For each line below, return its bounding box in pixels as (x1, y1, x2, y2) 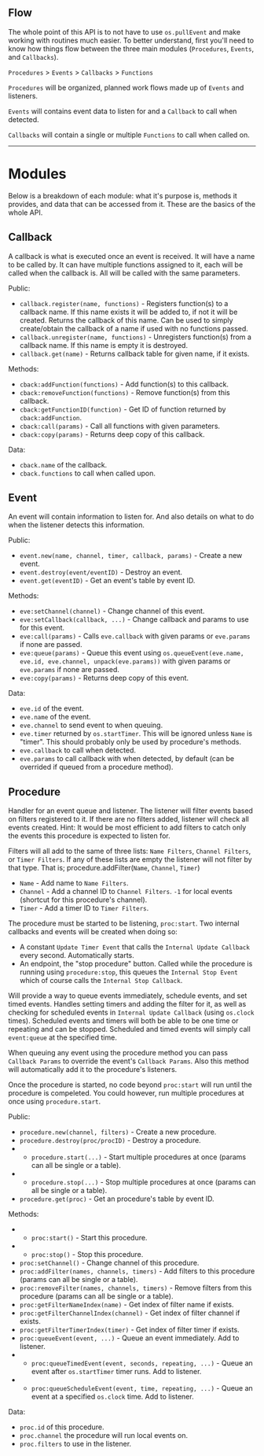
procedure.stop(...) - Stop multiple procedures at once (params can (31, 1177, 256, 1187)
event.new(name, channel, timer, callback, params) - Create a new (19, 551, 243, 560)
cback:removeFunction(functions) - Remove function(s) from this (19, 387, 230, 397)
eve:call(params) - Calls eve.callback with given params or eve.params (19, 631, 251, 641)
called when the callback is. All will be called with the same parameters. (8, 268, 240, 278)
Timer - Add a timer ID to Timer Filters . (19, 904, 149, 913)
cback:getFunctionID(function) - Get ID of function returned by (19, 405, 226, 414)
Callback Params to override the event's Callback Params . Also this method (8, 1056, 249, 1066)
